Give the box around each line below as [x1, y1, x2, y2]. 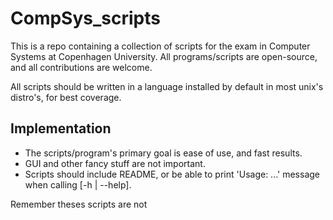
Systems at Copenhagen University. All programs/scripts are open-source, [10, 50, 318, 62]
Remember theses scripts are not [10, 198, 148, 210]
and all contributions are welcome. [10, 61, 153, 73]
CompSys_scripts [10, 7, 161, 30]
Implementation [10, 120, 112, 137]
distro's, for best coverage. [10, 91, 122, 103]
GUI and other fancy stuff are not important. [24, 157, 206, 169]
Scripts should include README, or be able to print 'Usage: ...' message [24, 168, 320, 180]
